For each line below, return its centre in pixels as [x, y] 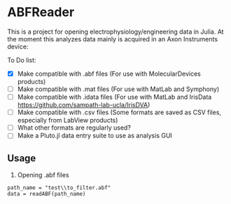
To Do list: [22, 60]
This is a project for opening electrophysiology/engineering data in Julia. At [115, 32]
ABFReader [41, 12]
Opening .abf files [43, 175]
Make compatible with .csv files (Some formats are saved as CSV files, [119, 112]
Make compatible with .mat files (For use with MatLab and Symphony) [118, 89]
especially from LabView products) [68, 121]
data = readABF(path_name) [47, 194]
